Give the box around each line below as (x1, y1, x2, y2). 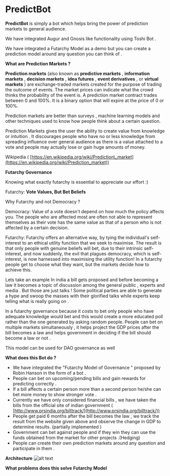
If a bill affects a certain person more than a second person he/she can (12, 386, 161, 392)
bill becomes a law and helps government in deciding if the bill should (5, 329, 151, 335)
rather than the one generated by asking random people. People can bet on (5, 319, 163, 325)
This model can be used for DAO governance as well (5, 345, 115, 351)
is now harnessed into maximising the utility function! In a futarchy (23, 256, 162, 262)
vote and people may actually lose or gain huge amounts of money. (5, 144, 146, 150)
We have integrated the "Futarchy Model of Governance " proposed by (12, 364, 161, 370)
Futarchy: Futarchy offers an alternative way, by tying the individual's (5, 234, 150, 241)
